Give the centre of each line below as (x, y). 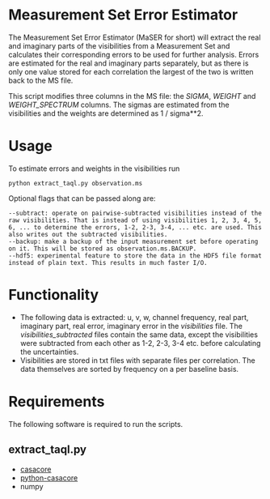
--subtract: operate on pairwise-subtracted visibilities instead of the (135, 213)
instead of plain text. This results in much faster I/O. (108, 262)
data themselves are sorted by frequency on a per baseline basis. (129, 369)
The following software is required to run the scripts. (96, 424)
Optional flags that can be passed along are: (82, 198)
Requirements (57, 402)
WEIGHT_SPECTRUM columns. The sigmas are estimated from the (119, 104)
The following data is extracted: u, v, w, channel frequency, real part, (134, 317)
